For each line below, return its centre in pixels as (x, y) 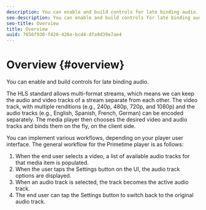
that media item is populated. (52, 163)
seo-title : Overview (33, 23)
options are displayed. (43, 176)
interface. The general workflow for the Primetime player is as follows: (95, 145)
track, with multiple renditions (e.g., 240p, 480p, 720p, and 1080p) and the (101, 107)
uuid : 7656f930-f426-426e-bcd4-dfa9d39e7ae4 (64, 35)
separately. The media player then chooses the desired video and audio (97, 120)
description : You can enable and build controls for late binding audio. (103, 12)
